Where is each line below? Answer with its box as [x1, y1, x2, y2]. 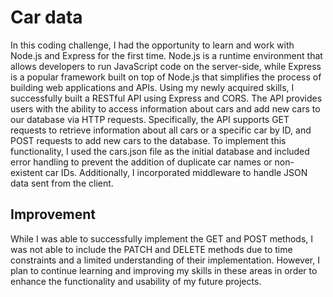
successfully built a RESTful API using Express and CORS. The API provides [10, 92, 323, 104]
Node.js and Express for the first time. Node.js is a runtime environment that [10, 49, 323, 61]
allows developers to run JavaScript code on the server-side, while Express [10, 60, 322, 72]
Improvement [10, 206, 96, 223]
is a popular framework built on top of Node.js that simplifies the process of [10, 71, 322, 83]
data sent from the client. [10, 177, 114, 189]
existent [10, 166, 43, 178]
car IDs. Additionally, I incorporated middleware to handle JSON [44, 166, 308, 178]
